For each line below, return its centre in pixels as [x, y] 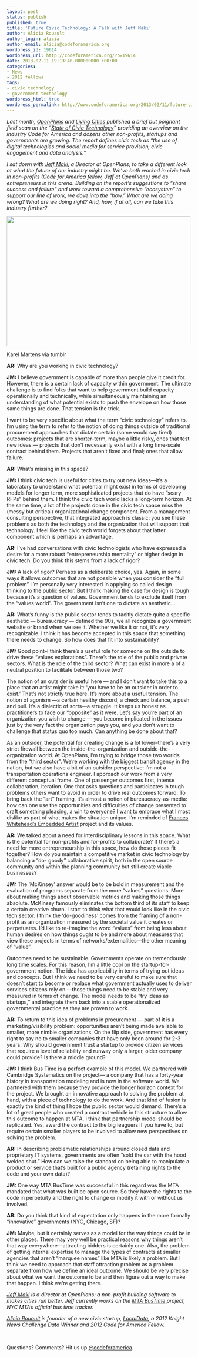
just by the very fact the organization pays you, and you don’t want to [91, 725]
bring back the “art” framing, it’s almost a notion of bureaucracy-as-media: [97, 799]
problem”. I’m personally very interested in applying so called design [89, 584]
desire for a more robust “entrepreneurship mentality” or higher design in [95, 554]
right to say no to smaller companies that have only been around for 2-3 [94, 1038]
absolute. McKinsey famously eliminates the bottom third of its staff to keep [98, 903]
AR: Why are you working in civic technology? [63, 366]
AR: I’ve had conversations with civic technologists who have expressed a [96, 548]
